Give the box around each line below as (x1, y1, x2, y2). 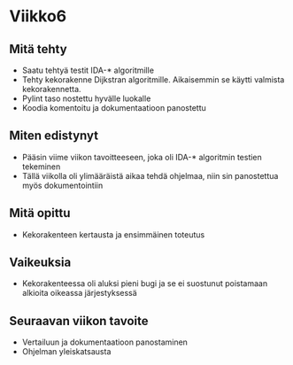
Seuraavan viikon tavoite (9, 313, 149, 329)
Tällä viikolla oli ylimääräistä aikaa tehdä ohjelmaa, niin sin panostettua (21, 170, 279, 181)
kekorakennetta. (21, 84, 81, 94)
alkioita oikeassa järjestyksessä (21, 288, 137, 299)
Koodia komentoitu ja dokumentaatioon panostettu (21, 103, 206, 113)
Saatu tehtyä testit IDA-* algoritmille (21, 65, 155, 75)
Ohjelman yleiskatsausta (21, 346, 112, 357)
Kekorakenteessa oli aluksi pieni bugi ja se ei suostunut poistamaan (21, 278, 268, 289)
